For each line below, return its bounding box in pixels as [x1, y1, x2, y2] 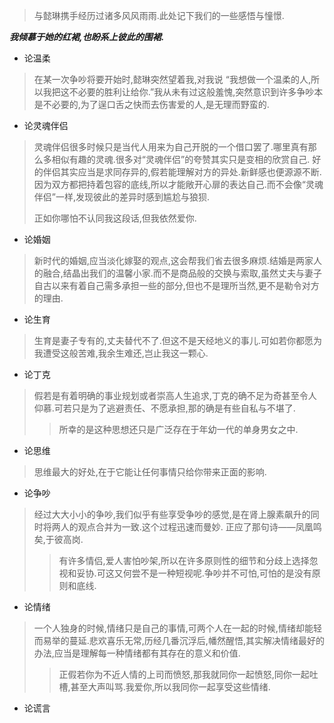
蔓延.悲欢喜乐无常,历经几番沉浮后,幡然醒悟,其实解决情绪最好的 [68, 635, 325, 646]
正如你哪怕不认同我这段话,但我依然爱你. [33, 212, 197, 224]
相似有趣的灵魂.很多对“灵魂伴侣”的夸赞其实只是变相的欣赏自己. [51, 154, 311, 165]
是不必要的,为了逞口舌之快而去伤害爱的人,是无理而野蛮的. [33, 99, 270, 110]
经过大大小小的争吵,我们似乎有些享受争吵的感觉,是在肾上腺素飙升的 [33, 509, 311, 520]
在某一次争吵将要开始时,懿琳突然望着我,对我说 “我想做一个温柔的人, [33, 74, 311, 85]
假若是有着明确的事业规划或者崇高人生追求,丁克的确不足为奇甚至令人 [33, 390, 317, 401]
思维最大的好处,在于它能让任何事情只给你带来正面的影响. [33, 466, 267, 478]
